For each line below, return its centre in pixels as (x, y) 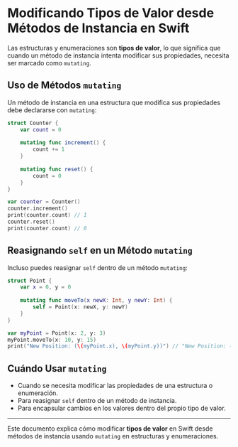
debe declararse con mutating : (52, 110)
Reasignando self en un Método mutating (100, 251)
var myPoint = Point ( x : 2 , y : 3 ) (57, 333)
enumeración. (38, 393)
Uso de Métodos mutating (64, 86)
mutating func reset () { (57, 169)
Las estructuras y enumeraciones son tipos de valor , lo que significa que (114, 48)
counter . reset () (31, 222)
